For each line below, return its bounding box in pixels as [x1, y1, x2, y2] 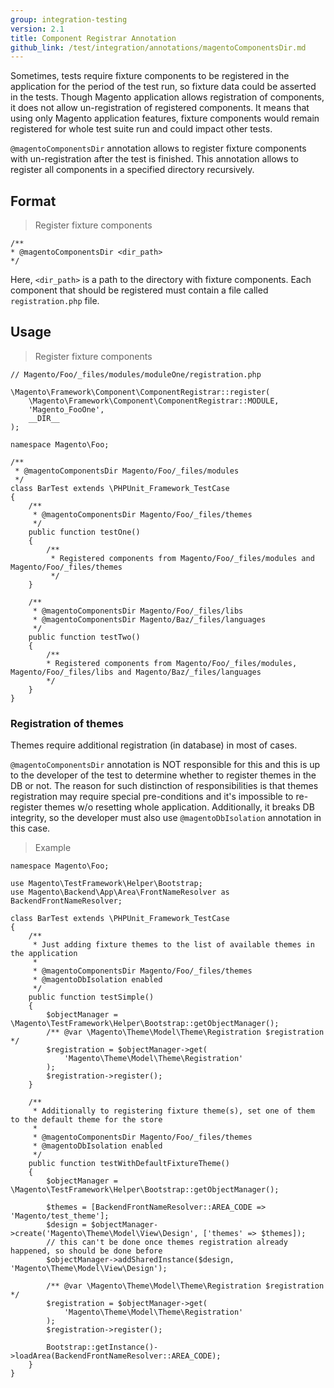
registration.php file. [10, 295, 100, 307]
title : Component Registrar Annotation [10, 33, 177, 43]
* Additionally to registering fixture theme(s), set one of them [32, 1106, 315, 1116]
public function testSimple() [28, 992, 155, 1003]
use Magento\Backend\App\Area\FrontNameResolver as [10, 887, 230, 898]
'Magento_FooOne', [28, 404, 105, 415]
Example [34, 842, 72, 854]
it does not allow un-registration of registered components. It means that [10, 102, 310, 114]
